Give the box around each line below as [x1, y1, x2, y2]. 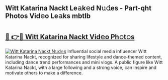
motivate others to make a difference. [5, 70, 83, 75]
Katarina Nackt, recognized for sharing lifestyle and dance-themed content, [5, 54, 162, 59]
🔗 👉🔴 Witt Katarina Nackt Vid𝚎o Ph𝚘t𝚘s [5, 32, 135, 41]
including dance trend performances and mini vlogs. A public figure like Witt [5, 59, 163, 65]
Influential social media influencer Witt [67, 48, 147, 54]
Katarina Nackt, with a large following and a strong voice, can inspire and [5, 64, 157, 70]
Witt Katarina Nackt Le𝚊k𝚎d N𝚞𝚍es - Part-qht [5, 4, 152, 12]
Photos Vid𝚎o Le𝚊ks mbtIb [5, 12, 91, 20]
